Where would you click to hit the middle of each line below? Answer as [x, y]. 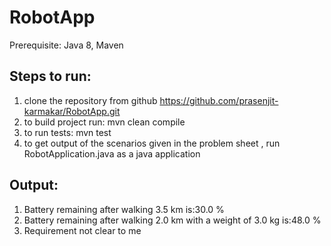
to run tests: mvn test [67, 132]
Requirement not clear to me [82, 230]
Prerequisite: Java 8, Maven [66, 45]
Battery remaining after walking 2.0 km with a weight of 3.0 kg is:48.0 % [172, 220]
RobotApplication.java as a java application [112, 153]
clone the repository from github [90, 100]
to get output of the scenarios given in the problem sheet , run [152, 143]
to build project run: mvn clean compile [104, 122]
